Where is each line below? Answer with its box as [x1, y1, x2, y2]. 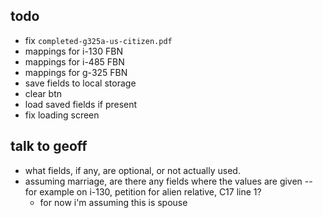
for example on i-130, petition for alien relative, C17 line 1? [24, 185, 262, 198]
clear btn [24, 87, 62, 99]
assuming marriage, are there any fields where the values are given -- [24, 175, 313, 187]
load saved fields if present [24, 98, 138, 110]
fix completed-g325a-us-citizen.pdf [24, 34, 173, 46]
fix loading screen [24, 109, 100, 121]
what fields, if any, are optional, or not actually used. [24, 164, 241, 176]
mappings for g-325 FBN [24, 66, 128, 78]
